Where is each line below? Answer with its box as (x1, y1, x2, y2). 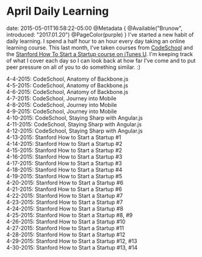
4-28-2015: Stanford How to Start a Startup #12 (6, 231, 126, 238)
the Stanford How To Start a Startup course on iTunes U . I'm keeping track (6, 50, 193, 57)
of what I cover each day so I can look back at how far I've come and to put (6, 57, 196, 64)
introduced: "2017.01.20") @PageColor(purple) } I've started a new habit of (6, 31, 194, 38)
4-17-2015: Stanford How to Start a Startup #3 (6, 159, 122, 167)
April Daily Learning (6, 4, 109, 18)
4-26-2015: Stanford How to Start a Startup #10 (6, 218, 126, 225)
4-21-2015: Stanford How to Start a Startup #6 (6, 185, 122, 193)
